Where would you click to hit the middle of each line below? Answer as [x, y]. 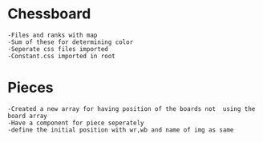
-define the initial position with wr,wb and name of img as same [121, 130]
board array [27, 116]
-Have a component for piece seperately [76, 123]
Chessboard [49, 14]
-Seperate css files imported [58, 49]
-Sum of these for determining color [71, 42]
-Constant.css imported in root [61, 56]
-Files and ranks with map [53, 35]
